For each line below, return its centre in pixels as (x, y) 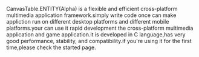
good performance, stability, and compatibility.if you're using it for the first (99, 41)
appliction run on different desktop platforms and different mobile (88, 22)
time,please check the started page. (51, 47)
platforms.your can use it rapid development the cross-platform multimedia (100, 28)
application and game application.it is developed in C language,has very (96, 35)
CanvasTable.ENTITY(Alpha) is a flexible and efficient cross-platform (92, 9)
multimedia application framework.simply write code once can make (91, 15)
